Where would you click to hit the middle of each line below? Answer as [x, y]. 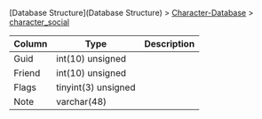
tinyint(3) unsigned [96, 87]
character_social [39, 22]
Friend [27, 73]
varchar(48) [82, 102]
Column [31, 44]
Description [170, 44]
